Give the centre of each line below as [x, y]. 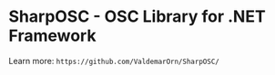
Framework [52, 36]
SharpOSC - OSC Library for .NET [137, 17]
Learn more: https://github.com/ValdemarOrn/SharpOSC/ [114, 61]
